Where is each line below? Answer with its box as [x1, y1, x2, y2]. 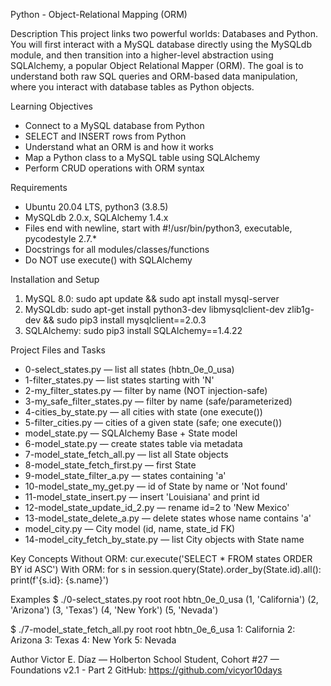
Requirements [10, 182, 68, 193]
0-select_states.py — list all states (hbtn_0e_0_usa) [24, 364, 235, 375]
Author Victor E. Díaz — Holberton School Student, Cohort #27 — [10, 654, 280, 665]
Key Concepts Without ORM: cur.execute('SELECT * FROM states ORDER [10, 553, 313, 564]
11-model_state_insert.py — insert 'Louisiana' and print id [24, 491, 260, 503]
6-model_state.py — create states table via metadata [24, 438, 243, 449]
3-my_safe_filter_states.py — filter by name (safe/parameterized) [24, 395, 293, 407]
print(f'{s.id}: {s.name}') [10, 574, 110, 586]
